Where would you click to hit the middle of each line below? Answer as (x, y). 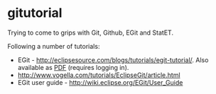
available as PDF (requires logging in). (73, 67)
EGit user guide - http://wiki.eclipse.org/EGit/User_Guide (100, 82)
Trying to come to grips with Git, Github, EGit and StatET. (91, 33)
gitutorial (35, 13)
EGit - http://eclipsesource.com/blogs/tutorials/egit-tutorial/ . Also (113, 60)
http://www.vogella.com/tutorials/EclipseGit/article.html (99, 75)
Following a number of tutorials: (54, 46)
